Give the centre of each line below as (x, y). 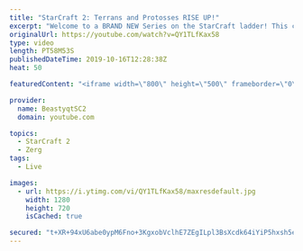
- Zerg (30, 150)
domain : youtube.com (56, 117)
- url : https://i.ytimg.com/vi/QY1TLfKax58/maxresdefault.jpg (137, 191)
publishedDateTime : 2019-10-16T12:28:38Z (88, 59)
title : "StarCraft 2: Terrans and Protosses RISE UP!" (115, 18)
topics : (24, 133)
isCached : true (54, 217)
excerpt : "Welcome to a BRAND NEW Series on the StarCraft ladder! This (149, 26)
